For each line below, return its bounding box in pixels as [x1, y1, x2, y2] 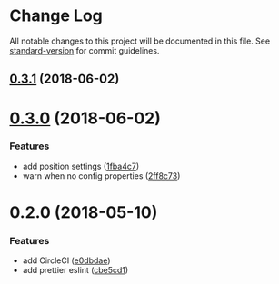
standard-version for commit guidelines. [9, 44, 160, 55]
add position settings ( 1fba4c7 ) [22, 161, 139, 171]
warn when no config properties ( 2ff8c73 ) [22, 170, 181, 181]
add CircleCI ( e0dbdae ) [22, 255, 111, 266]
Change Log [9, 5, 103, 26]
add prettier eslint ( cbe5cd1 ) [22, 265, 129, 276]
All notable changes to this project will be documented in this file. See [9, 35, 271, 46]
